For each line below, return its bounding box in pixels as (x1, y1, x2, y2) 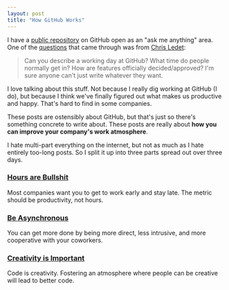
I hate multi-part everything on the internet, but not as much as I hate (7, 141, 204, 149)
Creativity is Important (7, 253, 85, 263)
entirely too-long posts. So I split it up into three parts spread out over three (7, 148, 223, 156)
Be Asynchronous (7, 212, 69, 222)
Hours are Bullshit (7, 172, 69, 182)
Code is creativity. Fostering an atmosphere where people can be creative (7, 269, 218, 278)
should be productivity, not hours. (7, 195, 104, 204)
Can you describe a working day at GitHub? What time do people (24, 56, 210, 64)
